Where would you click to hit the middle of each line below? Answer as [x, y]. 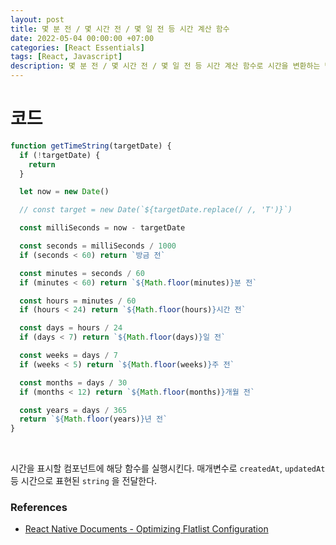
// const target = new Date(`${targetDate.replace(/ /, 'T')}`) [156, 210]
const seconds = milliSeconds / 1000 [98, 246]
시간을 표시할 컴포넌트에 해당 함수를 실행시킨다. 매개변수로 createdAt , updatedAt [168, 468]
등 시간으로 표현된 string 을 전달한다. [84, 481]
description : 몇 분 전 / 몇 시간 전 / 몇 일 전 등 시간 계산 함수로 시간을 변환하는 [165, 66]
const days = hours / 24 [71, 328]
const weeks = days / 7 [68, 356]
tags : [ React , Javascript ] [66, 57]
